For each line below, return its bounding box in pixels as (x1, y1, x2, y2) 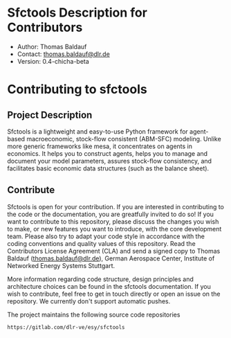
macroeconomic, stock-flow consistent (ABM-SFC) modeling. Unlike (26, 134, 221, 143)
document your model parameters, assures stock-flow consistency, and (7, 157, 212, 165)
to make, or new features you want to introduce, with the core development (7, 224, 222, 233)
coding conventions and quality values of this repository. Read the (7, 239, 196, 247)
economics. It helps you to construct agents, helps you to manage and (7, 149, 208, 157)
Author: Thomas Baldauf (17, 42, 87, 51)
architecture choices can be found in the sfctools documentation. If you (7, 282, 211, 290)
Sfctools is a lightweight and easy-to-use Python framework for (7, 127, 188, 136)
